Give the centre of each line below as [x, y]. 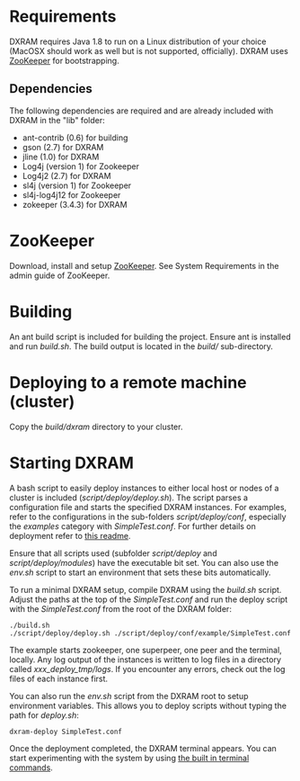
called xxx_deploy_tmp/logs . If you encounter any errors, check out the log [147, 669]
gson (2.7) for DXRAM [63, 147]
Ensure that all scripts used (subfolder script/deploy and [113, 553]
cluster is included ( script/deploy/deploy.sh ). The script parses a [129, 498]
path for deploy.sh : [44, 715]
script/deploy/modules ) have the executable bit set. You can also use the [144, 562]
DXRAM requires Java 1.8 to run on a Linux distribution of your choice [138, 41]
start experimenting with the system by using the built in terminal [129, 758]
